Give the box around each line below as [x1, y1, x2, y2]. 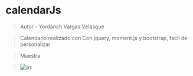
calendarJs [5, 4, 61, 17]
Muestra [19, 52, 41, 59]
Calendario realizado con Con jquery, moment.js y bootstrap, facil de [19, 34, 188, 41]
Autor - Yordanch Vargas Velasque [19, 23, 104, 30]
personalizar [19, 41, 51, 48]
